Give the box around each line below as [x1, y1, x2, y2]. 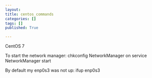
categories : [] [5, 16, 36, 21]
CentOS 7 [5, 43, 25, 49]
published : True [5, 26, 38, 30]
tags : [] [5, 21, 23, 26]
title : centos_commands [5, 12, 54, 17]
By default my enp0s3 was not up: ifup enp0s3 [5, 67, 100, 74]
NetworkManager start [5, 58, 51, 64]
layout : [5, 7, 21, 12]
